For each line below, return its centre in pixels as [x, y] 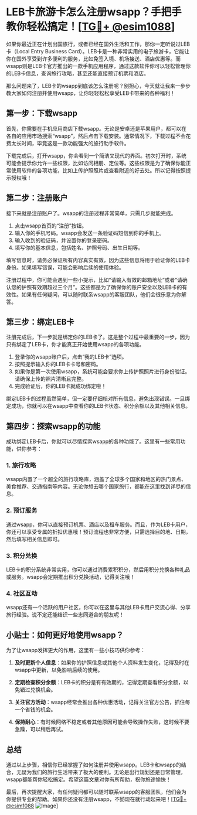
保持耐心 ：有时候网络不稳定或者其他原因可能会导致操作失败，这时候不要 [102, 722]
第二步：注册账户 [37, 198]
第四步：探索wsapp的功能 [53, 426]
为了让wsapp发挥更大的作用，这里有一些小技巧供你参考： [76, 650]
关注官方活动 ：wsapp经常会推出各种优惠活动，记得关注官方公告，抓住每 [102, 702]
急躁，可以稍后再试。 [40, 729]
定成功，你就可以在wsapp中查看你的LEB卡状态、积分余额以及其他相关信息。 [98, 406]
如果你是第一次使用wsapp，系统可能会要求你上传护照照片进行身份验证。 [102, 371]
